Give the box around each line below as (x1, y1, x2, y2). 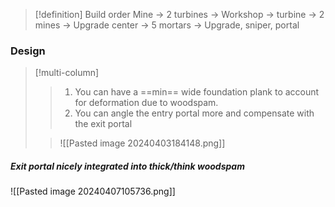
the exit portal (74, 118, 133, 130)
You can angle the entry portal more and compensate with (74, 107, 315, 119)
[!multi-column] (34, 67, 100, 79)
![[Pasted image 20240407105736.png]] (10, 185, 176, 198)
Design (10, 44, 46, 58)
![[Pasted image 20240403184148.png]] (59, 137, 226, 149)
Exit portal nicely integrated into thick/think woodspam (10, 160, 245, 172)
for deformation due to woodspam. (74, 97, 219, 109)
